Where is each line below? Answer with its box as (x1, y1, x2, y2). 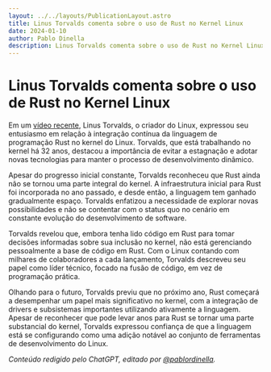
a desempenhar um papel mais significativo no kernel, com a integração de (8, 296, 259, 306)
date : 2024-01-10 (8, 27, 67, 35)
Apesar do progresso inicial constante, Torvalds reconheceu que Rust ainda (8, 170, 261, 180)
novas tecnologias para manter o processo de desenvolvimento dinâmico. (8, 155, 254, 165)
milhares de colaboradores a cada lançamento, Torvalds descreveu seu (8, 255, 246, 265)
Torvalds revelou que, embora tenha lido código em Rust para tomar (8, 229, 236, 239)
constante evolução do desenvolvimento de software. (8, 213, 187, 223)
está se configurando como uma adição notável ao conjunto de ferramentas (8, 330, 261, 340)
